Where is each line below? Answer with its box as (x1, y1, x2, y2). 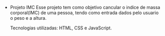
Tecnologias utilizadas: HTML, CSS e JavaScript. (10, 25, 112, 31)
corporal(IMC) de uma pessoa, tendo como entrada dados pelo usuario (10, 10, 159, 16)
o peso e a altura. (10, 15, 47, 21)
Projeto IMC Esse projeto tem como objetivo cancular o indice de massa (10, 5, 160, 10)
